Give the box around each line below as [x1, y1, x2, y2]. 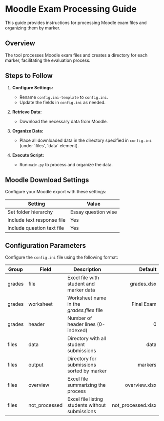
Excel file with [67, 274, 99, 281]
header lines [67, 321, 96, 328]
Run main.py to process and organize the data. [19, 161, 113, 167]
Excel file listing [67, 396, 103, 403]
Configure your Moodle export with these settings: [5, 189, 106, 195]
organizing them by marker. [5, 25, 61, 30]
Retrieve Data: [12, 109, 42, 115]
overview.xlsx [125, 382, 157, 389]
